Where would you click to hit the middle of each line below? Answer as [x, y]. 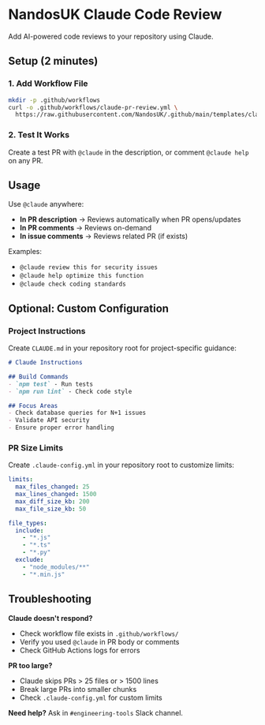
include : [30, 530]
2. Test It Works [39, 135]
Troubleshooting [50, 599]
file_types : [28, 523]
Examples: [25, 252]
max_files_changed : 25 [52, 487]
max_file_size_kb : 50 [51, 509]
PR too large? [30, 665]
